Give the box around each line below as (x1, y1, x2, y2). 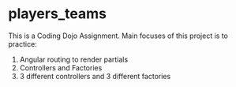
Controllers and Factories (19, 62, 103, 72)
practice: (8, 39, 37, 48)
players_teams (8, 5, 107, 23)
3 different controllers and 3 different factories (19, 71, 171, 81)
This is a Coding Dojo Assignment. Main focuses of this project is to (8, 31, 229, 40)
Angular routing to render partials (19, 55, 129, 64)
